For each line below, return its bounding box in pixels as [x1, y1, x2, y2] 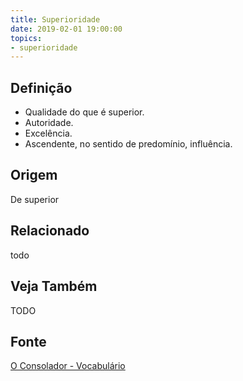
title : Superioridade [10, 14, 101, 25]
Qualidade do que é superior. [24, 106, 145, 118]
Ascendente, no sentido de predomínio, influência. [24, 138, 233, 150]
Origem [10, 167, 58, 184]
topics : [10, 33, 43, 43]
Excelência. [24, 127, 73, 140]
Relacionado [10, 222, 90, 240]
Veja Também [10, 278, 98, 295]
